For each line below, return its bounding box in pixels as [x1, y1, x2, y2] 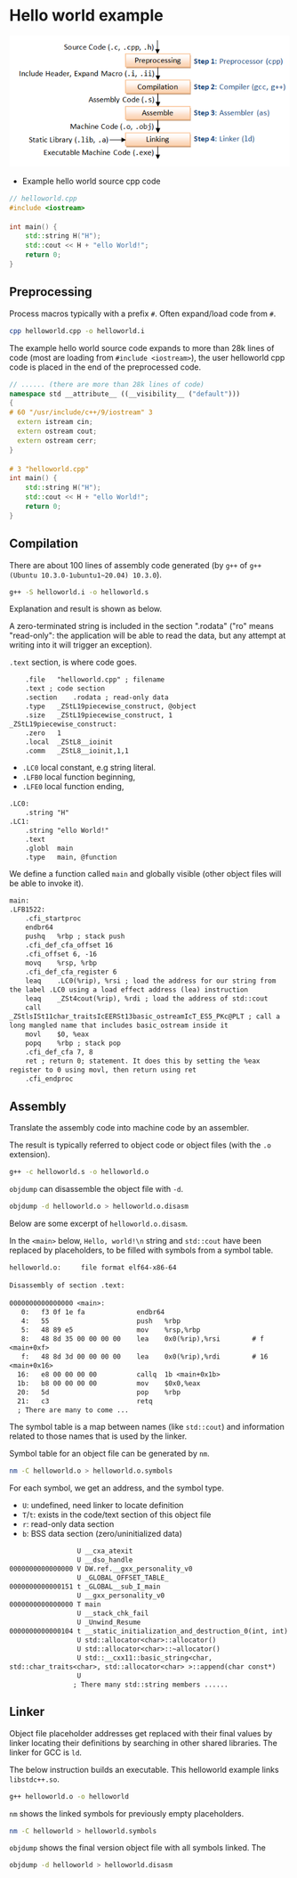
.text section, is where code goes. [9, 657, 138, 668]
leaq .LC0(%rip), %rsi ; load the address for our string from [25, 976, 277, 985]
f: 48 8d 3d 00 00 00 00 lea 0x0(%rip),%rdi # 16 [20, 1352, 269, 1361]
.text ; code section [25, 684, 105, 693]
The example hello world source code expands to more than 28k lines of [9, 342, 275, 353]
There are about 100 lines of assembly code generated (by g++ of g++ [9, 559, 262, 570]
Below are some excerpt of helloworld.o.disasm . [9, 1218, 189, 1229]
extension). [9, 1149, 51, 1160]
